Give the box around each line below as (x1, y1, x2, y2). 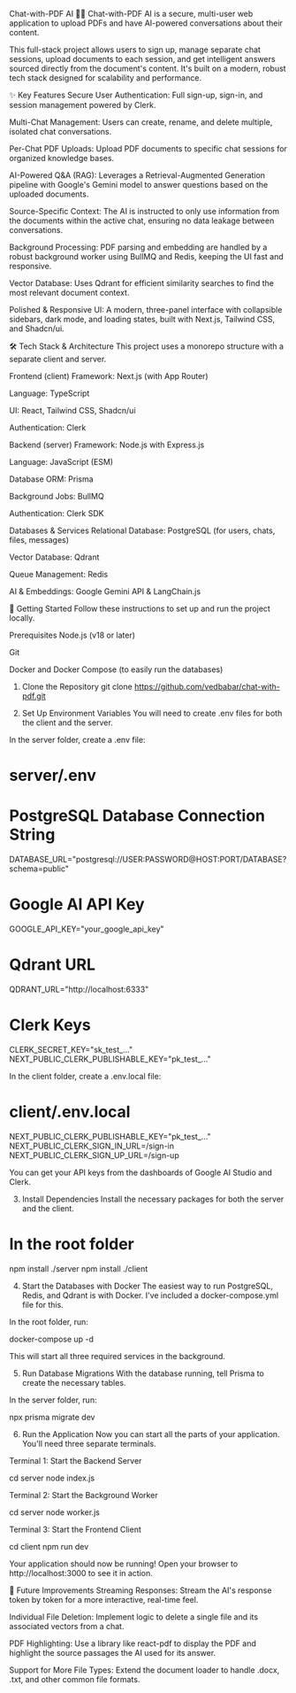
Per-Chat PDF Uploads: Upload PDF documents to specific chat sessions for (9, 143, 287, 154)
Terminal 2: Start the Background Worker (9, 1489, 158, 1500)
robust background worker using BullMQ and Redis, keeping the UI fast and (9, 251, 285, 261)
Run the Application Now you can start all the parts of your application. (21, 1428, 280, 1439)
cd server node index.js (9, 1473, 95, 1483)
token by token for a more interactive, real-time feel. (9, 1594, 199, 1604)
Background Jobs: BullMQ (9, 491, 104, 501)
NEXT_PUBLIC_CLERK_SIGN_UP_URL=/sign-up (9, 1149, 179, 1160)
